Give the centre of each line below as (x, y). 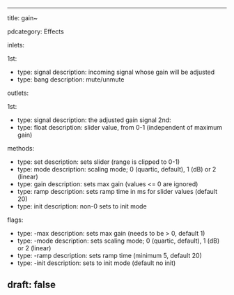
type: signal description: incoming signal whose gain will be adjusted (116, 72)
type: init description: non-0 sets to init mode (82, 206)
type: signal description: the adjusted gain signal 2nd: (94, 120)
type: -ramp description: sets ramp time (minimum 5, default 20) (109, 256)
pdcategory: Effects (36, 31)
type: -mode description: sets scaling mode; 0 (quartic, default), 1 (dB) (118, 241)
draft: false (31, 285)
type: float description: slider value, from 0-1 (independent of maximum (120, 127)
